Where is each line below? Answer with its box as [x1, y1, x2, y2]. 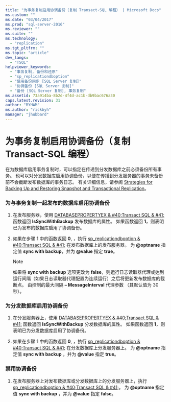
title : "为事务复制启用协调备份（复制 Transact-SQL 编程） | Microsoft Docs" [5, 7, 162, 13]
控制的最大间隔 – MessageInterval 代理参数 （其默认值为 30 [32, 282, 159, 288]
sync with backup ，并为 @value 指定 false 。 [18, 390, 116, 396]
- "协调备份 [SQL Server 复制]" [10, 83, 74, 88]
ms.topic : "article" [5, 50, 50, 55]
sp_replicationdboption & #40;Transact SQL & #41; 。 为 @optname [12, 384, 155, 390]
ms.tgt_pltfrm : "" [5, 45, 44, 51]
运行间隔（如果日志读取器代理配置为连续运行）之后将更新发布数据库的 [12, 275, 161, 281]
